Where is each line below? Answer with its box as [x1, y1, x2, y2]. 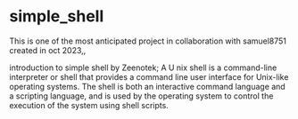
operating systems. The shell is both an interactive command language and [9, 81, 286, 91]
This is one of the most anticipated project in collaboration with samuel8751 [9, 36, 287, 46]
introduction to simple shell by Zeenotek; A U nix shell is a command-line [9, 62, 277, 73]
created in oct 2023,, [9, 44, 87, 55]
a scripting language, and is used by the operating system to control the [9, 91, 274, 101]
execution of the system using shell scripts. [9, 99, 170, 110]
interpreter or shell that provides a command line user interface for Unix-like [9, 71, 289, 82]
